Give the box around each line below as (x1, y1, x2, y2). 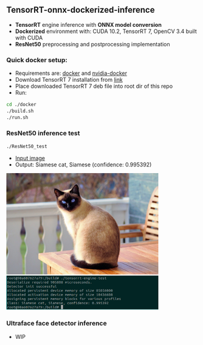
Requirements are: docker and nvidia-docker (15, 69, 128, 77)
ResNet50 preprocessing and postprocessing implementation (15, 40, 170, 48)
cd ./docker (6, 102, 36, 108)
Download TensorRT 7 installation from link (15, 76, 123, 84)
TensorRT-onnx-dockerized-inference (6, 5, 155, 15)
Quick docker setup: (6, 55, 68, 64)
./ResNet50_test (6, 143, 47, 150)
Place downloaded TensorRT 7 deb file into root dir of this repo (15, 82, 173, 90)
